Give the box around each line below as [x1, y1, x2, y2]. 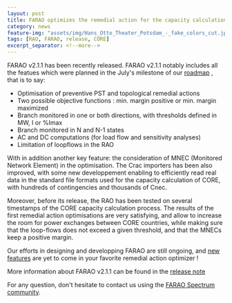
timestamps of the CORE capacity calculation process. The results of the [7, 204, 214, 212]
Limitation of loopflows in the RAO [17, 141, 115, 148]
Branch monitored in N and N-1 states [17, 126, 124, 134]
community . [7, 288, 41, 296]
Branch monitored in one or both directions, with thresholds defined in [17, 111, 217, 119]
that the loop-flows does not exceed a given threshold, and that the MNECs [7, 226, 222, 234]
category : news [7, 23, 51, 30]
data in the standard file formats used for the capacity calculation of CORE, [7, 176, 221, 184]
